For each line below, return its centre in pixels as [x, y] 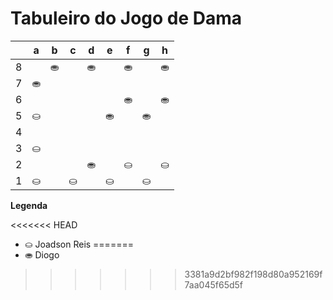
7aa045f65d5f [213, 284]
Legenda [29, 205]
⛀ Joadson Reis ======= [79, 244]
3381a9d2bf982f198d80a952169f [253, 274]
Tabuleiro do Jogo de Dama [126, 18]
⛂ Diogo [42, 254]
